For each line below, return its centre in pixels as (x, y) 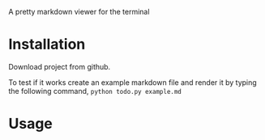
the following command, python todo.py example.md (95, 91)
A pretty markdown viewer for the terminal (79, 12)
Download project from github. (60, 66)
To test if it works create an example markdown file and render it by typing (132, 82)
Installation (47, 45)
